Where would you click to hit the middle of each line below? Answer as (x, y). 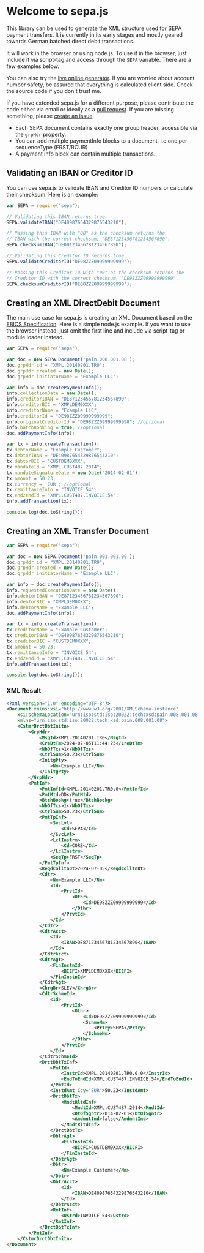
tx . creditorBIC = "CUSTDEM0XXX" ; (49, 641)
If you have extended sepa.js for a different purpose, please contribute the (100, 103)
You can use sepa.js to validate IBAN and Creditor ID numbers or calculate (100, 187)
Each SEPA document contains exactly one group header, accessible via (106, 127)
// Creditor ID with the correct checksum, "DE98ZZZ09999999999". (93, 278)
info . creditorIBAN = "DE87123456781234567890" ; (68, 399)
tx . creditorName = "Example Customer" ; (57, 630)
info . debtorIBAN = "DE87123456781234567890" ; (65, 596)
